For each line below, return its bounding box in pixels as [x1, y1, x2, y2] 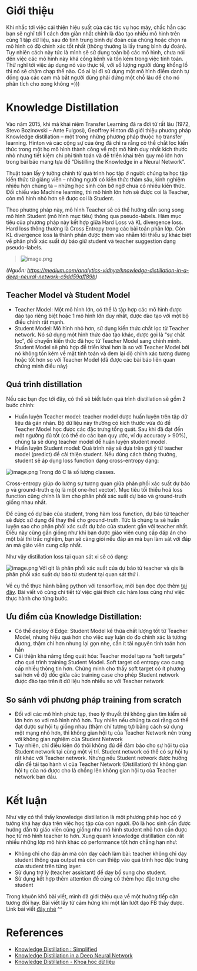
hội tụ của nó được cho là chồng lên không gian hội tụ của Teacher [14, 767, 177, 774]
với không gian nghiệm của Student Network [14, 736, 123, 743]
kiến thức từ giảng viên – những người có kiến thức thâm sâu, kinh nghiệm [6, 176, 185, 183]
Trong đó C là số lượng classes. [39, 468, 116, 475]
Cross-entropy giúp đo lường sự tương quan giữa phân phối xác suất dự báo [6, 480, 191, 487]
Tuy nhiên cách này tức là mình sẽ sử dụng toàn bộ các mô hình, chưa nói [6, 48, 185, 56]
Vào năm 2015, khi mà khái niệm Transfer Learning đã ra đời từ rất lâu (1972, [6, 120, 190, 128]
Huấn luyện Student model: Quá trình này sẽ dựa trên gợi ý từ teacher [14, 444, 183, 452]
